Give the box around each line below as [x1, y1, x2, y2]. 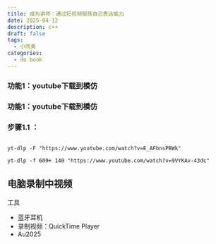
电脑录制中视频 [7, 178, 73, 190]
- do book [13, 56, 42, 63]
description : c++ [7, 23, 59, 30]
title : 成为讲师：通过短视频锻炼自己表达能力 [7, 10, 125, 18]
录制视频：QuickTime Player [17, 221, 100, 230]
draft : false [7, 30, 46, 37]
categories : [7, 50, 42, 57]
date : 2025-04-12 [7, 17, 59, 24]
